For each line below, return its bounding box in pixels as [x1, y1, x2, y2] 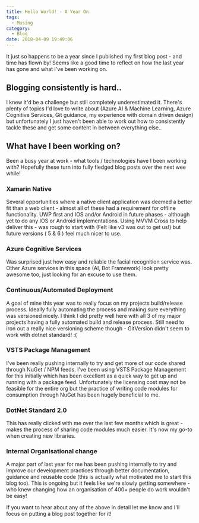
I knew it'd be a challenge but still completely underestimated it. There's [6, 98, 182, 106]
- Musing [11, 20, 33, 26]
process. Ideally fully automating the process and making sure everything [6, 305, 186, 313]
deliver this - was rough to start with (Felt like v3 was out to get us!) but [6, 223, 181, 230]
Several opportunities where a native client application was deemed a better [6, 198, 192, 205]
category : [6, 25, 31, 32]
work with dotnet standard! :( [6, 331, 77, 338]
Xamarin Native [6, 184, 52, 193]
